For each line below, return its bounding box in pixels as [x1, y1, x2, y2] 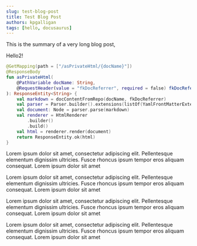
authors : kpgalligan [6, 19, 57, 25]
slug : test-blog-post [6, 8, 59, 15]
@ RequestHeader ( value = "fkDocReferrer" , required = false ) [16, 85, 167, 91]
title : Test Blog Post [6, 14, 62, 20]
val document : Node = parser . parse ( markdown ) [16, 107, 130, 113]
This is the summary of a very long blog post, [6, 41, 116, 48]
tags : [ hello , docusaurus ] [6, 25, 72, 31]
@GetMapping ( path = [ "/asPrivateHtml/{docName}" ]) [6, 64, 133, 70]
